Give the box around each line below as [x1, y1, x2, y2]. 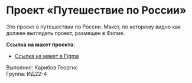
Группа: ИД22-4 [6, 70, 47, 77]
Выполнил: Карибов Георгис [6, 63, 79, 71]
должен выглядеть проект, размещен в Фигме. [6, 29, 125, 36]
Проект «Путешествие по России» [6, 4, 187, 17]
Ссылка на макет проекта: [6, 41, 76, 48]
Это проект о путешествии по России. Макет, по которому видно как [6, 23, 181, 30]
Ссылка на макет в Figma [14, 52, 79, 59]
